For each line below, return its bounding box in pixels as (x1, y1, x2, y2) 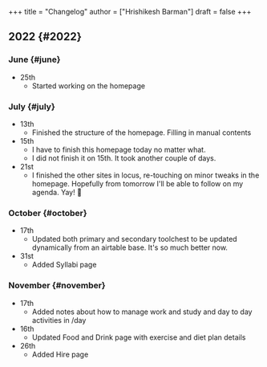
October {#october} (8, 207, 87, 218)
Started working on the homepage (31, 80, 146, 91)
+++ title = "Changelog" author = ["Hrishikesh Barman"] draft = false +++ (8, 7, 252, 16)
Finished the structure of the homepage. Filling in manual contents (31, 128, 252, 137)
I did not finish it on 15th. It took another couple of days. (31, 153, 216, 163)
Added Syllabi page (31, 260, 97, 270)
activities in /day (31, 315, 87, 324)
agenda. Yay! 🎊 (31, 187, 83, 197)
